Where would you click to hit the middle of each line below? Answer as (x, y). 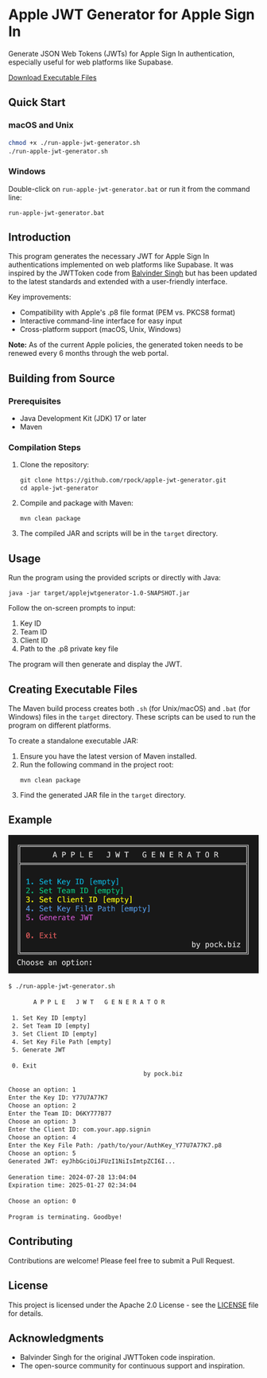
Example (30, 820)
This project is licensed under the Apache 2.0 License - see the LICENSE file (133, 1305)
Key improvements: (40, 297)
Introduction (40, 238)
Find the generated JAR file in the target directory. (103, 795)
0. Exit (24, 1066)
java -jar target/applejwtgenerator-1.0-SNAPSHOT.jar (99, 593)
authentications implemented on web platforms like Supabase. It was (121, 265)
